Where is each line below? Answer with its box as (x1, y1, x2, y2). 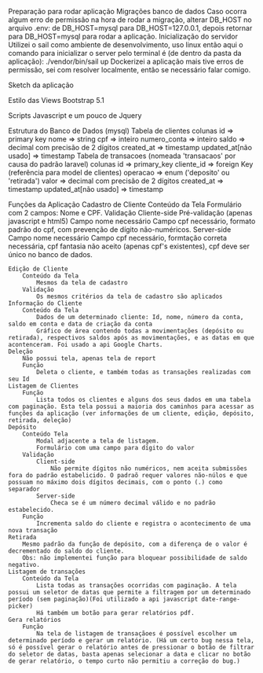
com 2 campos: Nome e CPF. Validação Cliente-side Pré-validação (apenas (8, 208, 253, 217)
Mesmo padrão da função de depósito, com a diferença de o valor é (22, 540, 247, 548)
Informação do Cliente (8, 300, 82, 307)
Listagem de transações (8, 568, 86, 576)
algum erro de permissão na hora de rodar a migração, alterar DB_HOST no (8, 15, 253, 24)
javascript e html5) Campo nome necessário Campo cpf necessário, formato (8, 216, 256, 226)
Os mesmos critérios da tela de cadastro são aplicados (36, 292, 223, 300)
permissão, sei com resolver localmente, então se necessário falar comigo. (8, 65, 251, 74)
